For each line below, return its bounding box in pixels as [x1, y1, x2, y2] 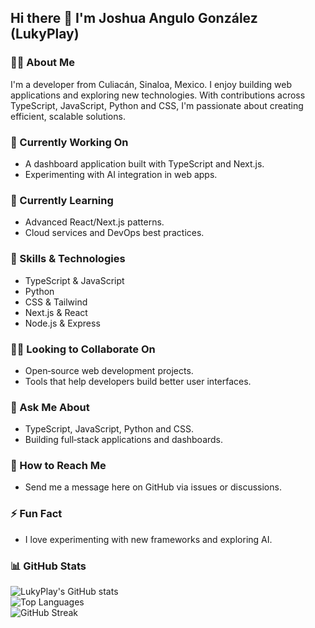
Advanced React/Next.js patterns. [24, 216, 165, 228]
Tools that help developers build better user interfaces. [24, 375, 252, 387]
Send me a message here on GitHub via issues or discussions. [24, 481, 282, 493]
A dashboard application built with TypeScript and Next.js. [24, 157, 265, 170]
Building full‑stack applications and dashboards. [24, 434, 224, 446]
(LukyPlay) [10, 26, 80, 43]
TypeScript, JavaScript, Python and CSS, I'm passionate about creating [10, 99, 304, 111]
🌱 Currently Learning [10, 193, 114, 207]
